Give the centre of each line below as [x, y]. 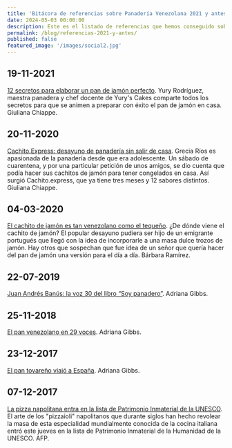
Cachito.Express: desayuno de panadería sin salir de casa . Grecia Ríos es [112, 151]
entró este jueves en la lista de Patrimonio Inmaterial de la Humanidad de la [114, 431]
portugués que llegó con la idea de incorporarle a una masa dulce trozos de [115, 241]
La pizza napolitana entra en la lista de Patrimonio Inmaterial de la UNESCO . [115, 409]
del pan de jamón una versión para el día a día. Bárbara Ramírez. [99, 255]
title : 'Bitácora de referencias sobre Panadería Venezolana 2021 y [108, 13]
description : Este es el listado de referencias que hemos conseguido [111, 26]
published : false [32, 39]
